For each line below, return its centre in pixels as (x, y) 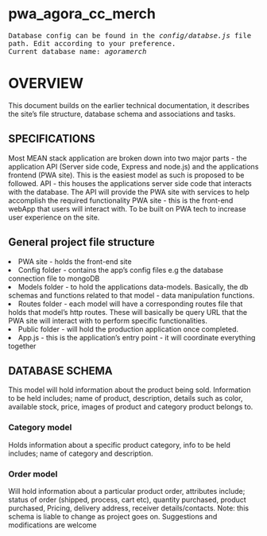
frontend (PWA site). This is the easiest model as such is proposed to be (126, 175)
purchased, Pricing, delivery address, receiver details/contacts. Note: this (128, 508)
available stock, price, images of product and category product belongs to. (131, 407)
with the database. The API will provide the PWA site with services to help (129, 192)
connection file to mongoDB (54, 278)
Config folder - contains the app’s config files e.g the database (121, 270)
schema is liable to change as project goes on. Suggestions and (113, 516)
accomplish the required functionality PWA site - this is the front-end (121, 200)
